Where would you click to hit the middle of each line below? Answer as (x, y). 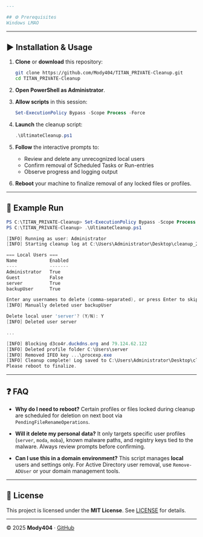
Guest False (35, 278)
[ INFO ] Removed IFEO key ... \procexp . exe (59, 355)
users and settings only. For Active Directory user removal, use (93, 464)
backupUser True (34, 289)
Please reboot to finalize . (42, 366)
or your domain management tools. (76, 471)
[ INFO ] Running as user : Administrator (56, 239)
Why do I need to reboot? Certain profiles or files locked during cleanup (105, 409)
